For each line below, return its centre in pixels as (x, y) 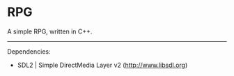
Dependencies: (29, 51)
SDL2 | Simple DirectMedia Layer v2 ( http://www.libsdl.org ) (102, 65)
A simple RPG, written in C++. (50, 31)
